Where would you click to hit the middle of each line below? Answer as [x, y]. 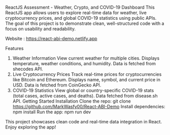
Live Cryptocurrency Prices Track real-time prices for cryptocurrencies [87, 74]
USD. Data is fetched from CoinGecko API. [57, 85]
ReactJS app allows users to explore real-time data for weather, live [76, 13]
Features [14, 48]
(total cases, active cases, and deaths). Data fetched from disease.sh [85, 96]
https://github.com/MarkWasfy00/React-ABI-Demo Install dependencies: [89, 106]
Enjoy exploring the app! [31, 127]
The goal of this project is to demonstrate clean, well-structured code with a [85, 23]
